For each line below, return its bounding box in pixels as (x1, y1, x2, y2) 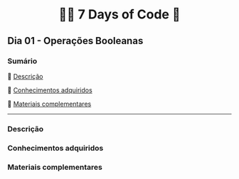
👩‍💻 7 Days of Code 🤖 (58, 6, 181, 23)
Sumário (7, 56, 38, 66)
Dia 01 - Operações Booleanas (7, 35, 144, 47)
